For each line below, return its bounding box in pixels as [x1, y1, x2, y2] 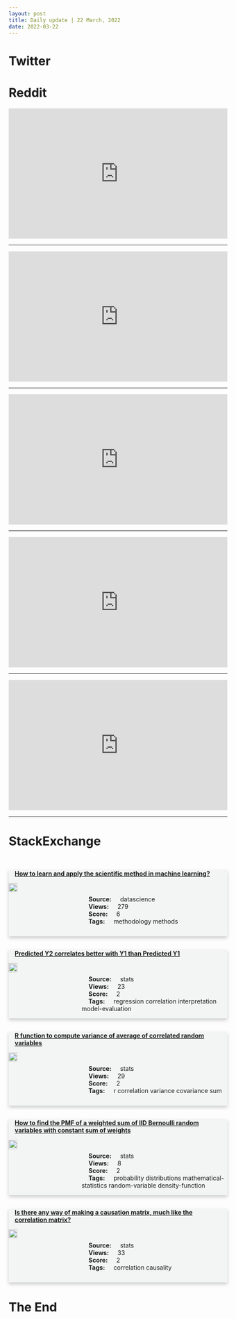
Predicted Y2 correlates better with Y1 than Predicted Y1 [15, 949, 180, 958]
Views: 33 [88, 1249, 126, 1257]
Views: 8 [88, 1159, 121, 1168]
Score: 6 [88, 910, 121, 918]
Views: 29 [88, 1072, 125, 1081]
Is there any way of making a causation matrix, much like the [15, 1209, 193, 1217]
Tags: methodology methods [88, 917, 178, 926]
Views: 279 [88, 903, 128, 911]
